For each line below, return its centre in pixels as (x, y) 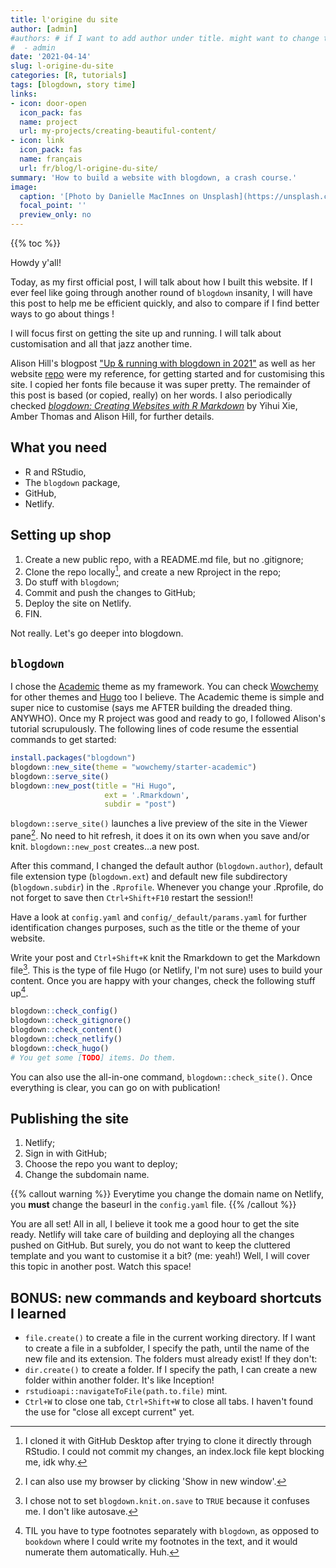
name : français (51, 159)
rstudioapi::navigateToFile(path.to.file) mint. (126, 1391)
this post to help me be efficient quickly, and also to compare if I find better (165, 303)
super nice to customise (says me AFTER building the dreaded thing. (151, 708)
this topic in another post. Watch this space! (101, 1267)
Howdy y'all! (36, 262)
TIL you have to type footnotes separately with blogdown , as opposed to (172, 1531)
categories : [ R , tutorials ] (69, 76)
